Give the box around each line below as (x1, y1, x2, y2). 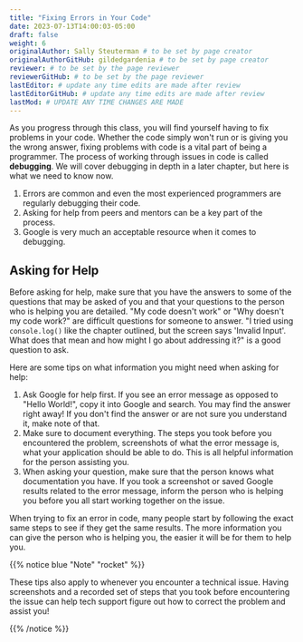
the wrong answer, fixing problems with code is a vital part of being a (9, 141, 268, 152)
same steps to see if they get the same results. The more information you (9, 522, 282, 533)
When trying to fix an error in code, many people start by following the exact (9, 513, 294, 524)
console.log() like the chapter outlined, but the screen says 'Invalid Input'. (9, 326, 287, 336)
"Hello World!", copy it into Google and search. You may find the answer (22, 399, 291, 410)
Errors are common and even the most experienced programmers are (22, 188, 282, 199)
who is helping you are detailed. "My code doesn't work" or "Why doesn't (9, 306, 285, 317)
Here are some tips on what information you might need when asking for (9, 362, 279, 373)
